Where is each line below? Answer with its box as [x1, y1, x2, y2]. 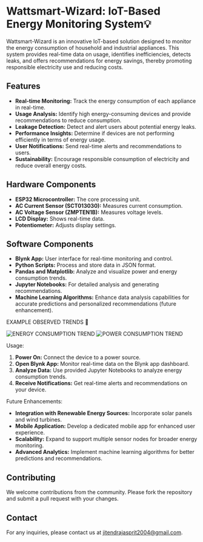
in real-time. [15, 103, 45, 111]
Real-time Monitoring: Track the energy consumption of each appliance [15, 97, 196, 105]
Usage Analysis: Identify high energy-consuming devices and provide [15, 110, 191, 117]
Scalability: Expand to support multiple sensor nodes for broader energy [15, 436, 198, 443]
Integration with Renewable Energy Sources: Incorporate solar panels [15, 410, 193, 417]
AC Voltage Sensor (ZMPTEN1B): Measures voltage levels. [15, 208, 164, 216]
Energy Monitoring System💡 [6, 17, 151, 31]
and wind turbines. [15, 416, 62, 424]
